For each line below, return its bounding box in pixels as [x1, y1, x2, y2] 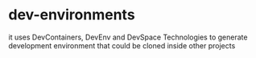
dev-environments [8, 6, 135, 24]
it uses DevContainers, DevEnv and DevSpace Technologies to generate [8, 32, 248, 42]
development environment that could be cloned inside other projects [8, 40, 236, 50]
